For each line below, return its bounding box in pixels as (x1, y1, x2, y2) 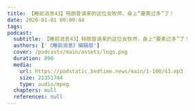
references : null (13, 94, 63, 101)
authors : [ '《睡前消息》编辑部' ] (13, 42, 100, 49)
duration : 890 (13, 55, 54, 62)
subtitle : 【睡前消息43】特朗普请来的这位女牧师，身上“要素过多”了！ (13, 36, 190, 43)
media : (13, 61, 32, 68)
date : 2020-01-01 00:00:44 (7, 17, 85, 23)
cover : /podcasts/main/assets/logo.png (13, 49, 128, 56)
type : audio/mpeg (19, 81, 70, 88)
